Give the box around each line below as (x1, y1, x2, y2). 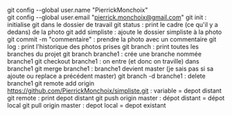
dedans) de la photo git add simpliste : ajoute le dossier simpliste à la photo (7, 28, 222, 36)
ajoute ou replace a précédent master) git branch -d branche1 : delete (7, 72, 206, 80)
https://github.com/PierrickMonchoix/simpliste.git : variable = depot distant (7, 86, 222, 95)
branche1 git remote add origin (7, 79, 95, 87)
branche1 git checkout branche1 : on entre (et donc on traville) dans (7, 57, 199, 65)
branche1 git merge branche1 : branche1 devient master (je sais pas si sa (7, 65, 214, 72)
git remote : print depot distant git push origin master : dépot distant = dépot (7, 94, 225, 102)
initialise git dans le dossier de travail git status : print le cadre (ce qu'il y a (7, 21, 218, 28)
